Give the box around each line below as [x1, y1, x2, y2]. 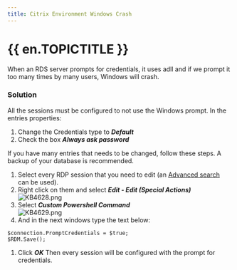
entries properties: [7, 113, 62, 122]
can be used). [17, 177, 59, 186]
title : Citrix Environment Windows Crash [7, 10, 132, 18]
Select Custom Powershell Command [17, 200, 130, 209]
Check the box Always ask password [17, 135, 130, 143]
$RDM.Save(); [7, 236, 46, 243]
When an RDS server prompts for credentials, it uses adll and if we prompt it [7, 65, 231, 73]
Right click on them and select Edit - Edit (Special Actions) [17, 185, 191, 194]
